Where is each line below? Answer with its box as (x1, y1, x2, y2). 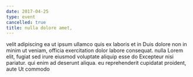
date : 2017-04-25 (6, 8, 49, 15)
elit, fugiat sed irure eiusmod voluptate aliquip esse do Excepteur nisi (6, 53, 174, 60)
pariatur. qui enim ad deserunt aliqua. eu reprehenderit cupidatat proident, (6, 60, 187, 66)
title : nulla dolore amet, (6, 24, 73, 31)
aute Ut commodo (6, 65, 50, 73)
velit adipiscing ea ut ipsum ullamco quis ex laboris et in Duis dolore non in (6, 41, 187, 48)
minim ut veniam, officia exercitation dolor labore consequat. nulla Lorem (6, 47, 184, 54)
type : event (6, 14, 35, 20)
